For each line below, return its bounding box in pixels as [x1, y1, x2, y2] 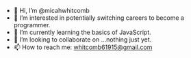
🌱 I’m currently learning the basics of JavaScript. [13, 28, 152, 36]
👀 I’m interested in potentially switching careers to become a [13, 14, 185, 22]
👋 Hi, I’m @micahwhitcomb [13, 7, 90, 14]
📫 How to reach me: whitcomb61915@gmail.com [13, 43, 153, 51]
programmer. [13, 21, 51, 29]
